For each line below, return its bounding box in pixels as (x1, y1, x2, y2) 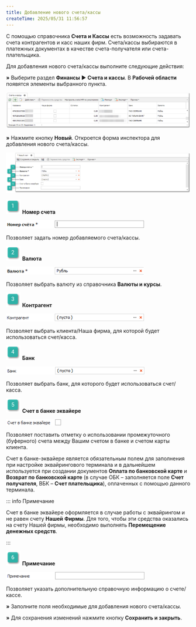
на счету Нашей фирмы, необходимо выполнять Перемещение (6, 521, 166, 528)
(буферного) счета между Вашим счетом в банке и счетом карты (6, 437, 170, 444)
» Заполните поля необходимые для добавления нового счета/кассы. (6, 603, 181, 610)
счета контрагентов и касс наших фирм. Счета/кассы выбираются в (6, 39, 177, 46)
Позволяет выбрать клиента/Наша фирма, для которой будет (6, 328, 160, 335)
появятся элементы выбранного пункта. (6, 80, 107, 87)
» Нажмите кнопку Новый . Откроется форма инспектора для (6, 134, 160, 141)
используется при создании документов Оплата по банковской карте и (6, 467, 187, 475)
